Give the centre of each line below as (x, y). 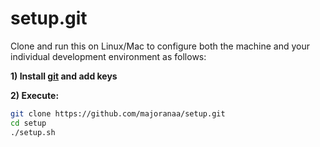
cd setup (28, 123)
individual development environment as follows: (108, 56)
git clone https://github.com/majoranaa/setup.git (118, 113)
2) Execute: (35, 95)
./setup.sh (33, 132)
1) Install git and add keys (64, 76)
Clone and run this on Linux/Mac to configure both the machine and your (160, 46)
